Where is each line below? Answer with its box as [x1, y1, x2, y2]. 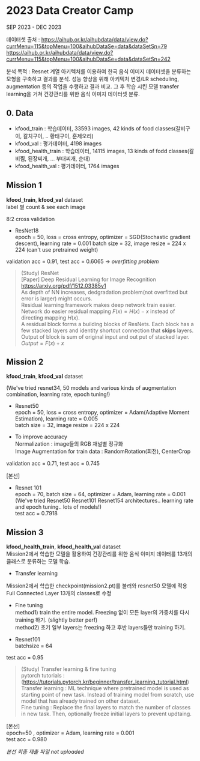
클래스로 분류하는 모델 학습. [6, 558, 71, 565]
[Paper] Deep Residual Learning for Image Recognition [20, 276, 156, 283]
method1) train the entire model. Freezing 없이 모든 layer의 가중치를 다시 [14, 609, 190, 616]
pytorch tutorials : [20, 672, 65, 679]
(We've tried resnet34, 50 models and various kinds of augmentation [6, 384, 177, 392]
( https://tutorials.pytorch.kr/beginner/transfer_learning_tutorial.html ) [20, 678, 189, 685]
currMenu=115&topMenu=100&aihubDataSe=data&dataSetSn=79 [6, 43, 167, 50]
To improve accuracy [14, 433, 68, 440]
